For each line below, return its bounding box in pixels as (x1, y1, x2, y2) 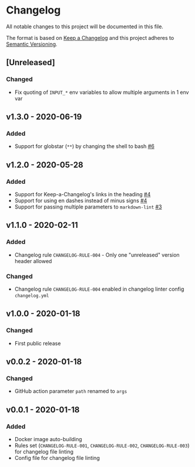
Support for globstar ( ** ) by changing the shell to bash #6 (14, 143, 155, 150)
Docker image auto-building (14, 436, 83, 443)
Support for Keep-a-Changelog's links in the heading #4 (14, 191, 151, 197)
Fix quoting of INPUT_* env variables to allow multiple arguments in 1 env (14, 89, 189, 96)
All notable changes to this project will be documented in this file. (6, 23, 164, 30)
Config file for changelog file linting (14, 455, 100, 462)
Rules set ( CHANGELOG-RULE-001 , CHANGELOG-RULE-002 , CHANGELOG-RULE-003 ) (14, 442, 190, 449)
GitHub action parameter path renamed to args (14, 388, 128, 395)
